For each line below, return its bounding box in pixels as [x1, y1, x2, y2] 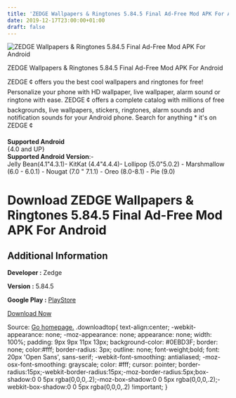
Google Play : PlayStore [7, 296, 76, 304]
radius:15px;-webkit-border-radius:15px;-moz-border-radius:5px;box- [7, 368, 209, 376]
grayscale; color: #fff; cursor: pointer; [68, 360, 177, 369]
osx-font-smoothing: [7, 360, 67, 369]
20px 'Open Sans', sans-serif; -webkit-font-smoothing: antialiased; [7, 353, 202, 361]
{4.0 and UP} [7, 145, 45, 153]
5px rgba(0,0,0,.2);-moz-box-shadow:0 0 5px [43, 375, 175, 384]
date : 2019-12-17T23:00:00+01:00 [7, 17, 105, 24]
